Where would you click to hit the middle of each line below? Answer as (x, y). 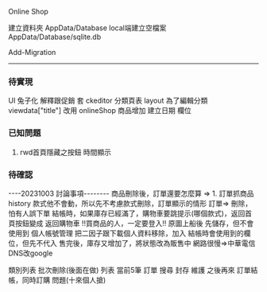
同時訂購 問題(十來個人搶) (64, 280)
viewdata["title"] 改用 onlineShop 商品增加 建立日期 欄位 (100, 111)
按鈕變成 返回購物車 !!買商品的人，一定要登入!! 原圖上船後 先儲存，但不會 (134, 223)
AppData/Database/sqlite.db (55, 37)
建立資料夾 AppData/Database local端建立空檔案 (87, 28)
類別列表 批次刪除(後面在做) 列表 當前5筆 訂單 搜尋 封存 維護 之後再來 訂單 (130, 270)
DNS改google (31, 253)
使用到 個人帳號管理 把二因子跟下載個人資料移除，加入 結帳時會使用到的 (126, 233)
